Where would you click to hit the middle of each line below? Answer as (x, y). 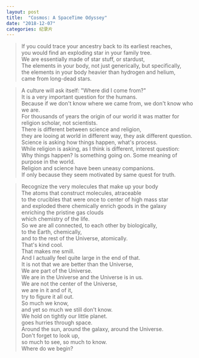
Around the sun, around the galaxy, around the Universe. (92, 329)
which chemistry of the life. (55, 219)
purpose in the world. (48, 162)
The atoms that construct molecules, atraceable (81, 193)
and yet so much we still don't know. (67, 310)
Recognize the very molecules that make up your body (89, 187)
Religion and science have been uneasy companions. (88, 168)
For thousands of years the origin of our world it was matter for (100, 116)
